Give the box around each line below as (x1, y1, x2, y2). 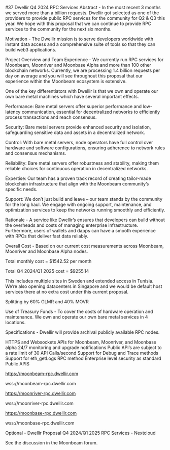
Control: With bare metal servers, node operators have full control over (5, 140, 153, 145)
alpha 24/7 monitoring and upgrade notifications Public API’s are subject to (5, 345, 162, 351)
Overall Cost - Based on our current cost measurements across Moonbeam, (5, 243, 164, 249)
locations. (5, 320, 26, 325)
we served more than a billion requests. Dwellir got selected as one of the (5, 10, 159, 16)
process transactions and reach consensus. (5, 114, 97, 120)
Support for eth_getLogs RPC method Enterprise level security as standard (5, 355, 161, 361)
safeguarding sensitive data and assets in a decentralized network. (5, 129, 146, 136)
